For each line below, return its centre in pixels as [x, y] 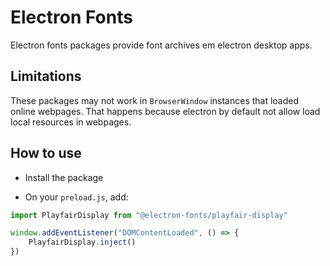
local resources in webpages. [71, 122]
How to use [46, 153]
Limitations [46, 76]
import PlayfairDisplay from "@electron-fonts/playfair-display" [149, 215]
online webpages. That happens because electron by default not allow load [165, 111]
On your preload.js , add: [76, 197]
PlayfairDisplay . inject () [82, 242]
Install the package [64, 177]
